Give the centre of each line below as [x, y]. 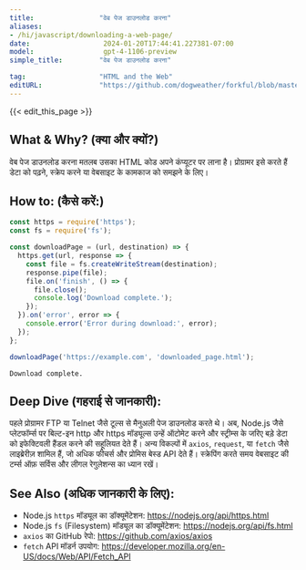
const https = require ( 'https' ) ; [73, 223]
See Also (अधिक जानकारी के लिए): [92, 493]
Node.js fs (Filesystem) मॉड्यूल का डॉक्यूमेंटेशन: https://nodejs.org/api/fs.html [158, 526]
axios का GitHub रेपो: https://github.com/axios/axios [117, 536]
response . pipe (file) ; [66, 273]
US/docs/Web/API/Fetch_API [76, 556]
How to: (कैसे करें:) [57, 201]
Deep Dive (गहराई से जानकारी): [86, 401]
